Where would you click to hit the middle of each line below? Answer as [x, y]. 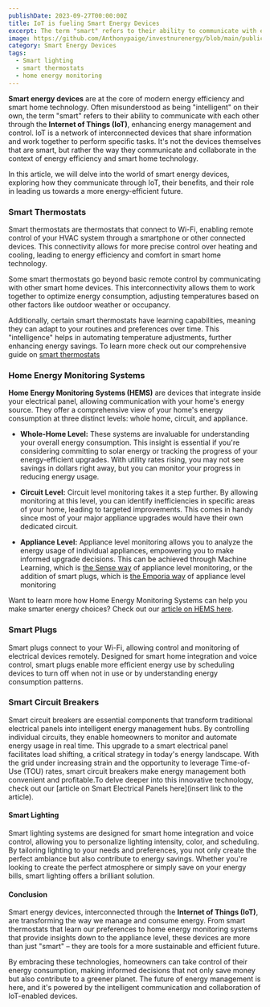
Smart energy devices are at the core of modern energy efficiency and [127, 98]
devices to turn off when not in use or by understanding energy [113, 673]
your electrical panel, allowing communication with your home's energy [127, 401]
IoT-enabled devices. [43, 996]
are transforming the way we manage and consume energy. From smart [127, 921]
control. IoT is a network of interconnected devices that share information [130, 133]
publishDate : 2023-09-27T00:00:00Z [68, 16]
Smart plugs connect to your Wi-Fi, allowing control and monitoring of [124, 647]
